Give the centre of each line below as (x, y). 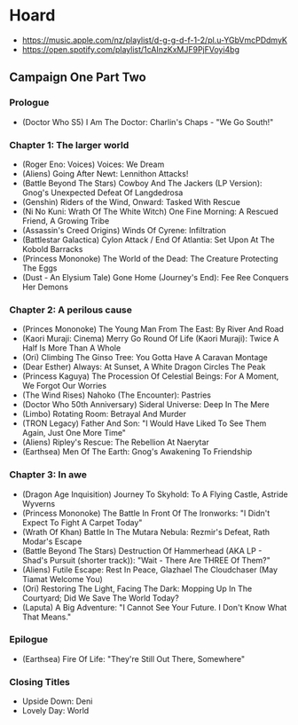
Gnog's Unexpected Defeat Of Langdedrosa (102, 193)
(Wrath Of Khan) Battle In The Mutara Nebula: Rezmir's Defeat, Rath (146, 532)
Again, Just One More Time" (74, 433)
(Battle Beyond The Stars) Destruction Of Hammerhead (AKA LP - (142, 550)
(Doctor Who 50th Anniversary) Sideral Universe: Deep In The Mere (145, 405)
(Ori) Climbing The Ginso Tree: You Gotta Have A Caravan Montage (145, 358)
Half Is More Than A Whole (71, 348)
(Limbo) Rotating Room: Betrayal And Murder (104, 414)
